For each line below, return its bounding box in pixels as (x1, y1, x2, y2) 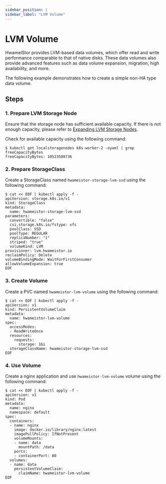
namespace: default (9, 410, 50, 415)
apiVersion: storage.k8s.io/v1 (5, 196, 70, 201)
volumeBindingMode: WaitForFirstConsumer (5, 257, 92, 262)
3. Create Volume (5, 277, 48, 284)
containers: (9, 418, 35, 424)
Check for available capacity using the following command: (5, 136, 127, 142)
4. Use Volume (5, 362, 41, 369)
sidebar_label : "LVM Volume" (5, 12, 66, 17)
